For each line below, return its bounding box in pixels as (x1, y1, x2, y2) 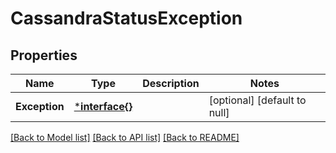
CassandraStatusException (10, 7, 243, 30)
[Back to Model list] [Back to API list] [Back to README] (10, 132, 240, 143)
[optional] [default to (208, 93, 307, 107)
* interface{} (73, 100, 133, 113)
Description (142, 77, 200, 90)
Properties (10, 47, 78, 64)
